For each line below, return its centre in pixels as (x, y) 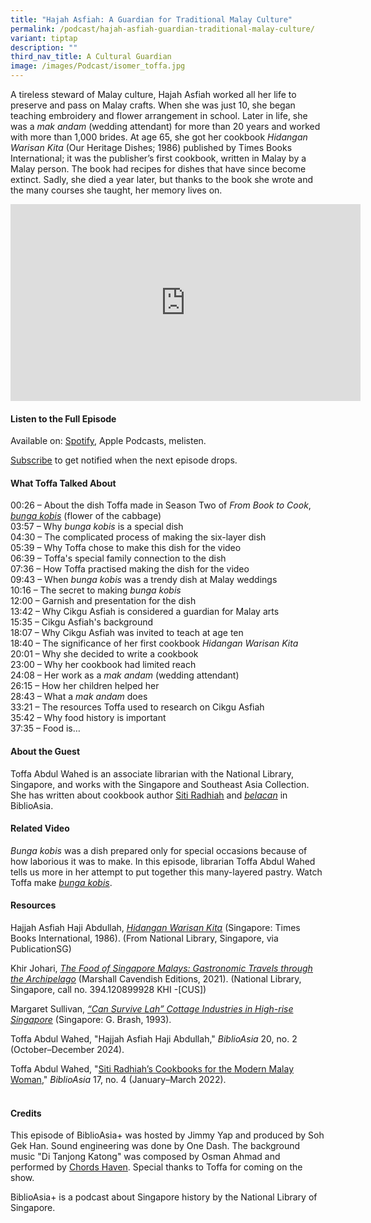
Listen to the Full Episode (63, 418)
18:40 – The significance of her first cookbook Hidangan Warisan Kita (154, 643)
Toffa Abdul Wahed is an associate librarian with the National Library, (152, 773)
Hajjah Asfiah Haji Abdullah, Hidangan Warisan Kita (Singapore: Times (155, 928)
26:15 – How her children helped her (85, 686)
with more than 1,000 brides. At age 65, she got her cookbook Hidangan (159, 137)
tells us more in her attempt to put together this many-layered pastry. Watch (166, 872)
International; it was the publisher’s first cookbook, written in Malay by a (158, 158)
